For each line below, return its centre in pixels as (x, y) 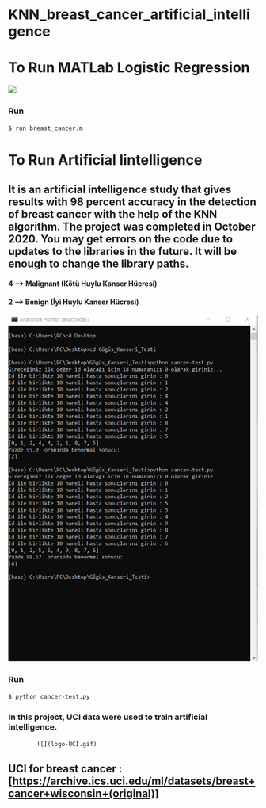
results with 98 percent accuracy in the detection (133, 202)
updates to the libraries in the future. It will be (123, 251)
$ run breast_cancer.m (46, 128)
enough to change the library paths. (99, 263)
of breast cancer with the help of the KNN (113, 214)
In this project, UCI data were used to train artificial (108, 717)
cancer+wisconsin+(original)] (84, 793)
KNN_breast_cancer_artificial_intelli (129, 15)
